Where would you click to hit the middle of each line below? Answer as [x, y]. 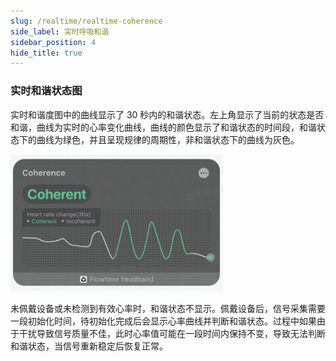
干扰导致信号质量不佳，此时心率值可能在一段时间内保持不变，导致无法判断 [172, 333]
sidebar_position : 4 [53, 42]
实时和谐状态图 [46, 91]
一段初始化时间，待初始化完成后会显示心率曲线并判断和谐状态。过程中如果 [163, 321]
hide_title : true [46, 53]
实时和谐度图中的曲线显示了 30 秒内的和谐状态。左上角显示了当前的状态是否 [167, 114]
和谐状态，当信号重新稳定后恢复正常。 [89, 346]
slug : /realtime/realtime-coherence [86, 21]
